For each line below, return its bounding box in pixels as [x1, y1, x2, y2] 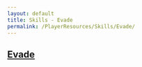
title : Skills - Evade [7, 17, 73, 23]
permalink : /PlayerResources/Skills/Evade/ [7, 23, 136, 30]
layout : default [7, 10, 54, 17]
